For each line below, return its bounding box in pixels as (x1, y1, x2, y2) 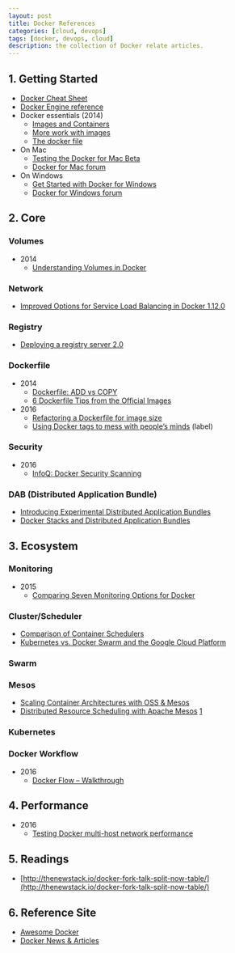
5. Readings (8, 852, 69, 866)
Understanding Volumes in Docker (31, 262, 147, 272)
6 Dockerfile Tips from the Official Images (31, 396, 172, 405)
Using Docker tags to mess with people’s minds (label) (31, 421, 214, 431)
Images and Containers (31, 119, 111, 129)
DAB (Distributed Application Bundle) (8, 489, 157, 500)
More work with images (31, 127, 111, 138)
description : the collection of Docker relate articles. (8, 42, 204, 50)
